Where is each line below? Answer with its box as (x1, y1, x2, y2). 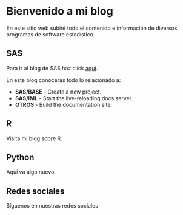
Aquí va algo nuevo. (6, 168, 56, 176)
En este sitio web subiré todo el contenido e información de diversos (6, 24, 178, 32)
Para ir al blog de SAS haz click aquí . (6, 64, 98, 72)
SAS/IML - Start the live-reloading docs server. (15, 94, 133, 101)
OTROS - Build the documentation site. (15, 101, 113, 108)
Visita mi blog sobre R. (6, 135, 62, 142)
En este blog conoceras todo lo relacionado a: (6, 76, 121, 83)
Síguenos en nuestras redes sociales (6, 202, 99, 210)
